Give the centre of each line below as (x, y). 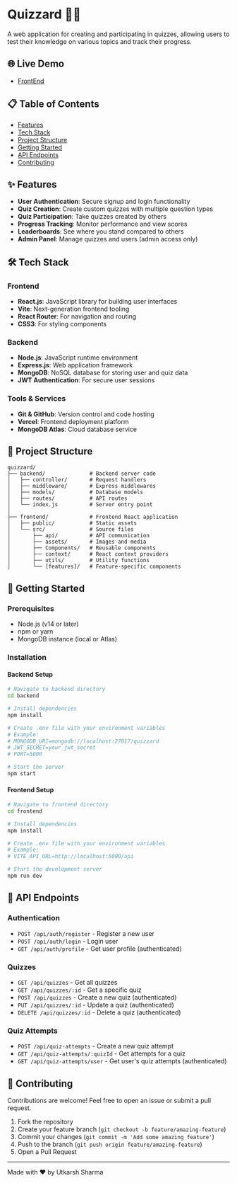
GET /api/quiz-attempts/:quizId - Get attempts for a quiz (101, 1053)
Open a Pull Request (47, 1152)
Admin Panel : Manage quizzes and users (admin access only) (108, 239)
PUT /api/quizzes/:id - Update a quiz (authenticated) (96, 1005)
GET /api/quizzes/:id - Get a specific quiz (80, 990)
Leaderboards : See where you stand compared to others (101, 232)
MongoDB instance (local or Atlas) (67, 639)
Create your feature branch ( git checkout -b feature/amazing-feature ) (122, 1129)
